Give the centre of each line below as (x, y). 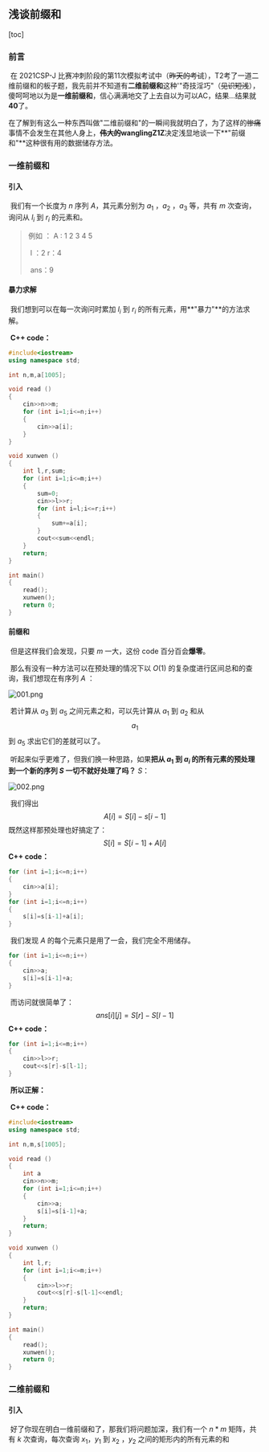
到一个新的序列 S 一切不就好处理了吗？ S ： (79, 771)
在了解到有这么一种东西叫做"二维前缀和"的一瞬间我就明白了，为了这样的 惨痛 (135, 123)
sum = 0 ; (48, 493)
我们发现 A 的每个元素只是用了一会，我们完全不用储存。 (102, 941)
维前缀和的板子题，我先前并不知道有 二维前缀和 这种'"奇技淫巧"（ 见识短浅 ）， (134, 86)
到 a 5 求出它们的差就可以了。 (57, 742)
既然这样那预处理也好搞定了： (57, 830)
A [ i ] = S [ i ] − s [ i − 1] (135, 816)
